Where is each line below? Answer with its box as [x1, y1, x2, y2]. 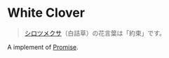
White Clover [7, 5, 86, 21]
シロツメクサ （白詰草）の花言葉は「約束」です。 [24, 29, 166, 37]
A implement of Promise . [7, 43, 79, 51]
